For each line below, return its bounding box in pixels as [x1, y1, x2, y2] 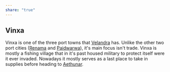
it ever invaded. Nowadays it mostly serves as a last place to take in [5, 56, 148, 62]
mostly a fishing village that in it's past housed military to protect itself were [5, 50, 165, 56]
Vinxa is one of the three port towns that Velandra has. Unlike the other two [5, 40, 164, 46]
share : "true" [5, 7, 36, 13]
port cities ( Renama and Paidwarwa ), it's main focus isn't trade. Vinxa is [5, 45, 157, 51]
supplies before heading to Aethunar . [5, 61, 83, 67]
